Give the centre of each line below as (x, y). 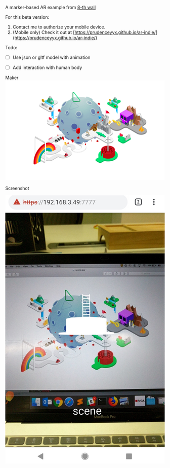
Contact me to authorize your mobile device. (59, 27)
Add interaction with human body (47, 67)
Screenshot (17, 188)
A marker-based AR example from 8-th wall (51, 7)
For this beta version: (27, 17)
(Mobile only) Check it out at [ (44, 32)
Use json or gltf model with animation (51, 57)
